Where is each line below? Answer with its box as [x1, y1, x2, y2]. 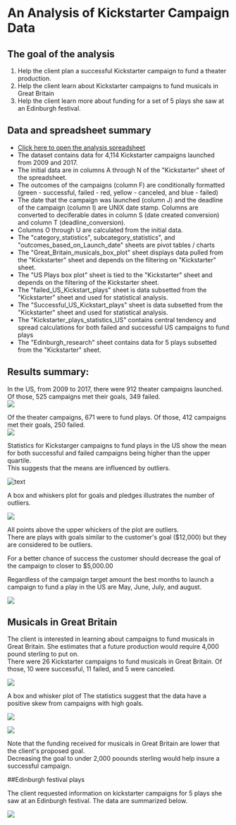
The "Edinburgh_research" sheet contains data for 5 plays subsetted [17, 338, 217, 346]
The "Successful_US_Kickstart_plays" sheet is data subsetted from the [17, 300, 223, 309]
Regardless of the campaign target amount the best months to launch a [7, 575, 214, 583]
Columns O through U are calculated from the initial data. [17, 226, 183, 234]
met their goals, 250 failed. [7, 420, 86, 429]
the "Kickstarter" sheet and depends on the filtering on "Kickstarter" [17, 255, 217, 264]
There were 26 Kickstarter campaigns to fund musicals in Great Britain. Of [7, 657, 223, 666]
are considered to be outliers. [7, 540, 93, 549]
